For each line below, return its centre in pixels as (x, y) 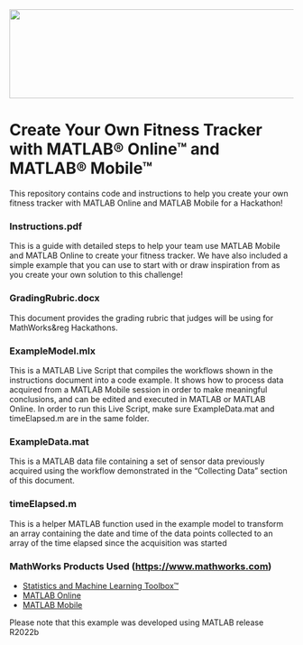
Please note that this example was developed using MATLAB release (137, 622)
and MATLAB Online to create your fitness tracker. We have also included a (149, 255)
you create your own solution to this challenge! (96, 275)
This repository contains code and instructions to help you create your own (149, 194)
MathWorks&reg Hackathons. (64, 327)
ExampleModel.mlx (53, 351)
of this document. (42, 481)
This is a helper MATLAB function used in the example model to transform (147, 523)
